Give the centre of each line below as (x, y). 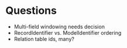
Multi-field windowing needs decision (59, 27)
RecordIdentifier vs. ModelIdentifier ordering (68, 32)
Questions (31, 11)
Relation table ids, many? (44, 39)
